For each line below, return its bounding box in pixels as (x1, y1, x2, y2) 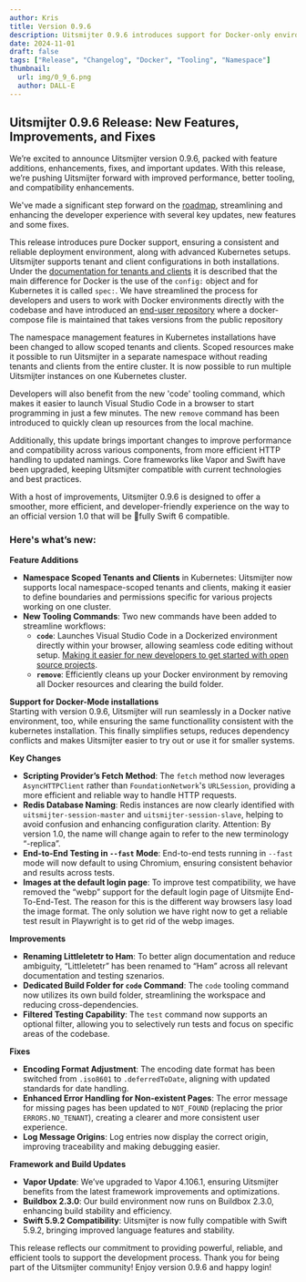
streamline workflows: (22, 620, 107, 631)
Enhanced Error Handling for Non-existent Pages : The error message (22, 1092, 289, 1103)
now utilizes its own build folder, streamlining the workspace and (22, 990, 266, 1000)
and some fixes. (9, 220, 70, 231)
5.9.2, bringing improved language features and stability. (22, 1225, 235, 1236)
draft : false (9, 47, 59, 56)
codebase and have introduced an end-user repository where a (9, 304, 248, 315)
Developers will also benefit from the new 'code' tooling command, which (9, 388, 285, 399)
